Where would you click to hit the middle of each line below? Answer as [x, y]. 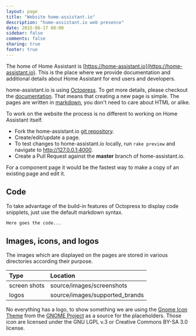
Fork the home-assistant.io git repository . [64, 131]
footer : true [22, 50]
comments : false [26, 39]
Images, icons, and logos [53, 241]
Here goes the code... [34, 223]
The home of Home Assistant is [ [46, 66]
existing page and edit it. [36, 174]
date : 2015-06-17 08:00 [35, 28]
